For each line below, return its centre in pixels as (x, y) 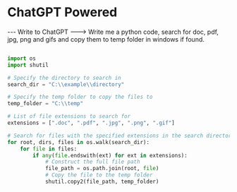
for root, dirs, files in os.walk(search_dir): (79, 142)
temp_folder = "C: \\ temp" (45, 104)
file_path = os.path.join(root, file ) (102, 169)
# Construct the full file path (92, 162)
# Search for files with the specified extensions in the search (105, 136)
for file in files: (49, 149)
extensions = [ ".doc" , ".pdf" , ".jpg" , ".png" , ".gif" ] (91, 123)
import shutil (28, 65)
